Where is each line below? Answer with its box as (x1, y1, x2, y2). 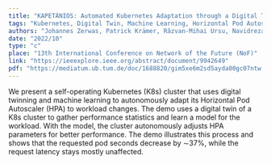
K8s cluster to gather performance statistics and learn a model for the (8, 112, 240, 122)
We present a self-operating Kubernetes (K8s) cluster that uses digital (8, 86, 241, 96)
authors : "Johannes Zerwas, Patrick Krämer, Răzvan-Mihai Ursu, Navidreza (8, 27, 265, 35)
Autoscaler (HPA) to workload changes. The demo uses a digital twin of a (8, 103, 252, 113)
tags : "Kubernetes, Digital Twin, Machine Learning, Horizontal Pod (8, 19, 244, 27)
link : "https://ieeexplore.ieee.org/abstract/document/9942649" (8, 57, 229, 65)
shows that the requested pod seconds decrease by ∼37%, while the (8, 138, 240, 148)
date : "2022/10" (8, 34, 63, 43)
